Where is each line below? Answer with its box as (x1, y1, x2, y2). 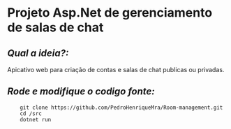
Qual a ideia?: (7, 47, 69, 59)
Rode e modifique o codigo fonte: (7, 85, 155, 98)
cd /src (20, 110, 42, 117)
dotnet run (20, 116, 52, 123)
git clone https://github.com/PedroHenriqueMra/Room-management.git (20, 104, 223, 111)
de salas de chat (7, 19, 104, 35)
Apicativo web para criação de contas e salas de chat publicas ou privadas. (7, 66, 225, 74)
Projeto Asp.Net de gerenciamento (7, 5, 213, 21)
